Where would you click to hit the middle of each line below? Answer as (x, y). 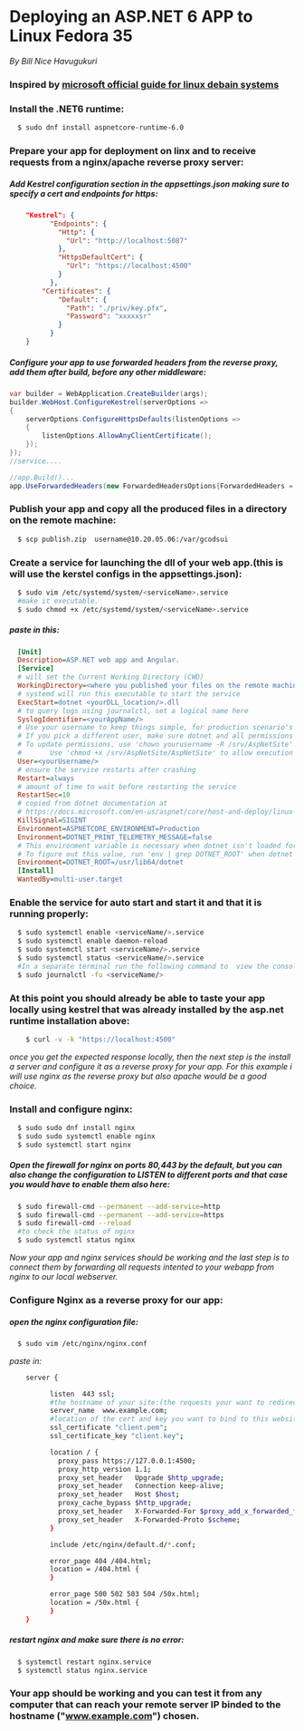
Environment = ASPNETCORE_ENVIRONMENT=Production (109, 828)
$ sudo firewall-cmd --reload (74, 1223)
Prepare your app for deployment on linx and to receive (133, 150)
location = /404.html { (95, 1570)
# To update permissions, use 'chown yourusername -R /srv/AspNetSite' (156, 745)
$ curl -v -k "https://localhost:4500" (101, 1040)
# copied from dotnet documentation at (93, 804)
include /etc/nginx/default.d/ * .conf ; (123, 1544)
